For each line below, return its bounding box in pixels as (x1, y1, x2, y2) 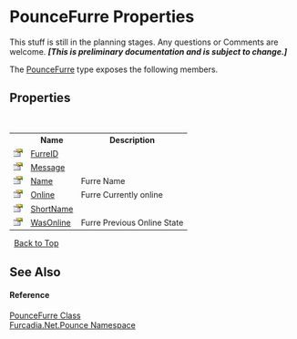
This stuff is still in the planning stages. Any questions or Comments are (9, 36, 279, 47)
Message (30, 161, 66, 172)
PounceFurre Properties (9, 6, 195, 27)
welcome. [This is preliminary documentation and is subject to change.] (9, 46, 288, 56)
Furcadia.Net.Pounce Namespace (9, 319, 137, 330)
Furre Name (80, 176, 126, 186)
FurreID (30, 148, 59, 159)
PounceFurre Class (9, 310, 81, 321)
